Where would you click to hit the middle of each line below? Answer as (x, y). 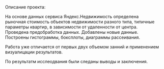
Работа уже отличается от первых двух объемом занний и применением (82, 47)
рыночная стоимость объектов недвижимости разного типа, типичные (80, 22)
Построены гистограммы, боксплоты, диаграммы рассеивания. (73, 37)
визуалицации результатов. (34, 52)
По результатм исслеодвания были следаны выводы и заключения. (77, 61)
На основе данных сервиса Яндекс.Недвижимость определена (72, 16)
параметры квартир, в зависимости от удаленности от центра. (71, 27)
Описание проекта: (25, 7)
